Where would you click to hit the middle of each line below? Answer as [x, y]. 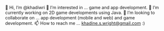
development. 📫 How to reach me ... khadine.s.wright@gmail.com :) [75, 23]
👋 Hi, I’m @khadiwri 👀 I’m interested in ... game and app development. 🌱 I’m [82, 8]
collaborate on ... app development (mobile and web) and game [70, 18]
